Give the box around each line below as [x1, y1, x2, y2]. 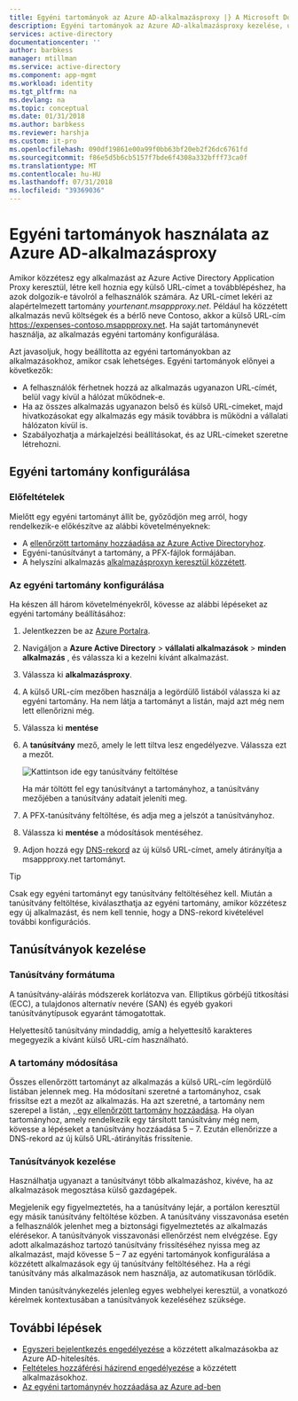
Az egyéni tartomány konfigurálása [9, 578, 165, 591]
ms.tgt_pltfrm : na [9, 87, 77, 96]
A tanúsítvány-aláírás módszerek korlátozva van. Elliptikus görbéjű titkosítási [9, 989, 289, 999]
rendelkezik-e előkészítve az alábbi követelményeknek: [9, 520, 211, 531]
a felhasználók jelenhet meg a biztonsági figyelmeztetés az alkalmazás [9, 1221, 268, 1232]
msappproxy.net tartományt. [21, 853, 126, 865]
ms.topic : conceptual [9, 104, 90, 113]
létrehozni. [21, 438, 62, 449]
